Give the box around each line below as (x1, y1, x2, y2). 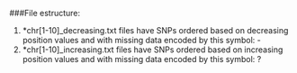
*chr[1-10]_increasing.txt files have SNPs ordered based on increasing (22, 44, 283, 55)
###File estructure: (9, 8, 81, 18)
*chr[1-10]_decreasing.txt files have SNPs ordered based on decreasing (22, 25, 289, 35)
